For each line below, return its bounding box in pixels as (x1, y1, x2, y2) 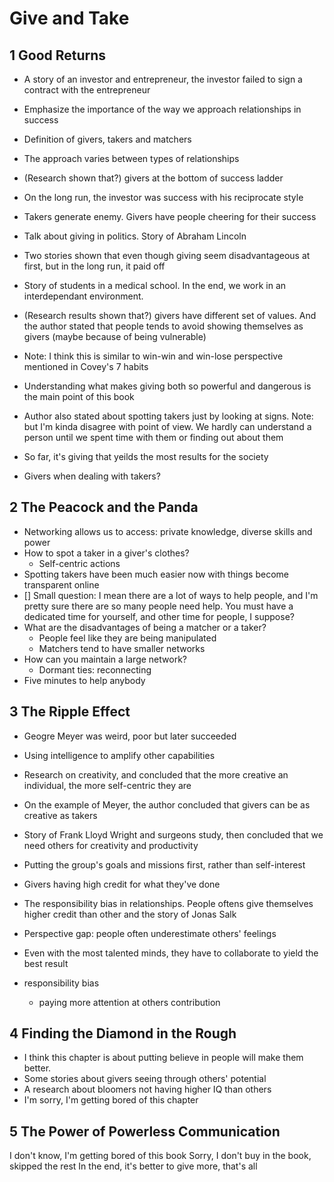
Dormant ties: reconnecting (38, 663, 152, 676)
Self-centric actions (38, 557, 121, 569)
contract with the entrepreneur (23, 84, 151, 96)
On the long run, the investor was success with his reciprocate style (23, 192, 304, 203)
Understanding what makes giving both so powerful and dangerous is (23, 380, 312, 392)
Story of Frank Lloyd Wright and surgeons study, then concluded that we (23, 828, 324, 841)
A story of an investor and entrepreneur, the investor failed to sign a (23, 73, 303, 85)
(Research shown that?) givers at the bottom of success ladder (23, 172, 284, 184)
